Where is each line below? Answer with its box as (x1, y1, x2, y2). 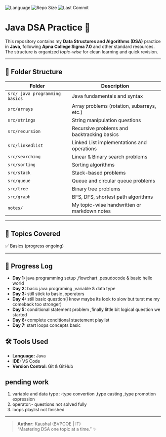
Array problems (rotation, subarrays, (72, 102, 157, 109)
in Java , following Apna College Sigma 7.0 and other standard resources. (5, 44, 155, 49)
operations (72, 145, 97, 152)
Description (101, 82, 129, 89)
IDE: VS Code (12, 358, 41, 364)
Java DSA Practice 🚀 (5, 22, 90, 33)
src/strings (7, 117, 36, 123)
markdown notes (72, 208, 111, 215)
